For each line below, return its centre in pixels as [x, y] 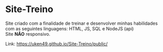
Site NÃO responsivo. [28, 34]
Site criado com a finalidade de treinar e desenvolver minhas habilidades [81, 23]
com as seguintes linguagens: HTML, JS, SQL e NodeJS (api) [70, 28]
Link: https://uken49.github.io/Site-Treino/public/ [57, 43]
